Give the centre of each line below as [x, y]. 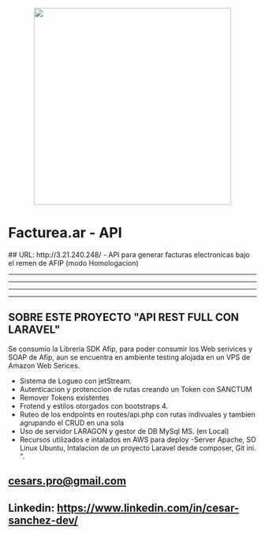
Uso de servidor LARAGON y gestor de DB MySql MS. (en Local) [124, 431]
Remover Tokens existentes [64, 398]
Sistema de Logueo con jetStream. [76, 381]
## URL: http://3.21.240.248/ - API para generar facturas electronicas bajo [129, 254]
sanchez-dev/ [43, 520]
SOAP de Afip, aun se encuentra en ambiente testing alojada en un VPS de [129, 357]
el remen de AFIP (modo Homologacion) [74, 263]
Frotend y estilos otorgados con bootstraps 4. [93, 405]
